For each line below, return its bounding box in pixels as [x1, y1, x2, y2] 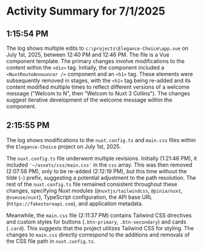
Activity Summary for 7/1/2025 [6, 4, 165, 18]
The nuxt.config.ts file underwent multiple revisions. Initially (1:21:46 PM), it [6, 154, 197, 162]
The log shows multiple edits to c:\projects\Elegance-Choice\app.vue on [6, 44, 189, 52]
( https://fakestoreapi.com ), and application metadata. [6, 199, 144, 207]
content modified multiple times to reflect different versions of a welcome [6, 83, 190, 91]
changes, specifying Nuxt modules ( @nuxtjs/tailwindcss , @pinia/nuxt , [6, 187, 183, 194]
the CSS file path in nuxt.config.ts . [6, 237, 96, 244]
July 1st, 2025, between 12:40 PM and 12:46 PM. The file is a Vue [6, 51, 170, 58]
